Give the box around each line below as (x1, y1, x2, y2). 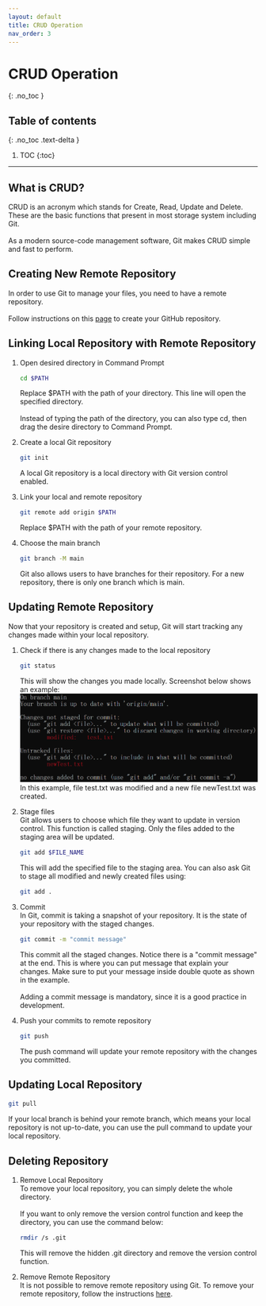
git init (19, 454, 49, 462)
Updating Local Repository (8, 1077, 142, 1092)
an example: (19, 684, 60, 694)
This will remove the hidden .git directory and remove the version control (19, 1248, 257, 1258)
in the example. (19, 975, 70, 984)
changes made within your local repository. (8, 630, 149, 639)
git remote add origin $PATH (19, 508, 116, 516)
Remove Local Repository (19, 1176, 104, 1185)
